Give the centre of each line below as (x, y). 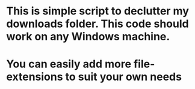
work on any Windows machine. (88, 37)
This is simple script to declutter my (98, 11)
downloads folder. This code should (97, 24)
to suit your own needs (124, 77)
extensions (35, 77)
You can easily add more (69, 64)
